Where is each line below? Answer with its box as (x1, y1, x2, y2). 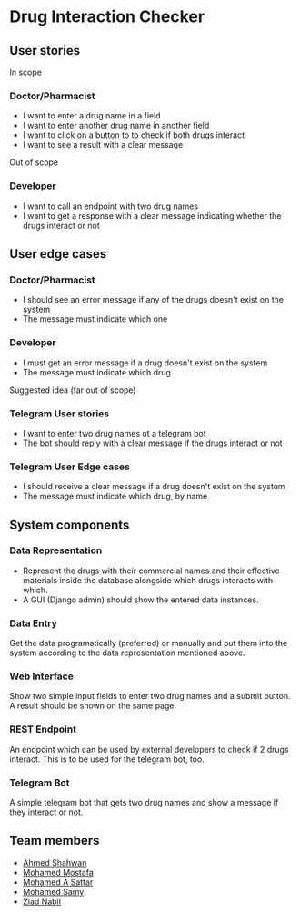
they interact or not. (9, 807, 84, 817)
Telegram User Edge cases (9, 460, 130, 473)
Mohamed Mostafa (22, 867, 94, 878)
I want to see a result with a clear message (22, 139, 184, 150)
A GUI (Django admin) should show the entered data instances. (22, 594, 259, 605)
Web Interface (9, 670, 75, 683)
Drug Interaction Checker (9, 6, 205, 27)
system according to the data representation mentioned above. (9, 647, 245, 658)
